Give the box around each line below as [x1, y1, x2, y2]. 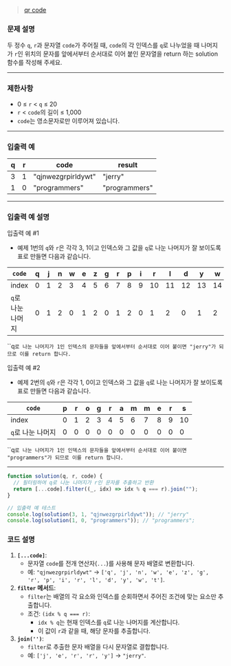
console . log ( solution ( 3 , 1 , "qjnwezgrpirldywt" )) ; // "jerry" [7, 511, 189, 518]
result [118, 160, 138, 169]
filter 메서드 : [16, 583, 56, 592]
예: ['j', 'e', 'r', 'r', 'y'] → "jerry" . [27, 651, 146, 659]
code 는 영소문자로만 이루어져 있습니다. [16, 116, 120, 125]
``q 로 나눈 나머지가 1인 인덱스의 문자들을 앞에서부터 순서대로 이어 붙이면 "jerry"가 [7, 342, 217, 350]
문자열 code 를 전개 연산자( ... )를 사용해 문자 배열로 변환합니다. [27, 559, 195, 567]
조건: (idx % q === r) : [27, 609, 91, 618]
